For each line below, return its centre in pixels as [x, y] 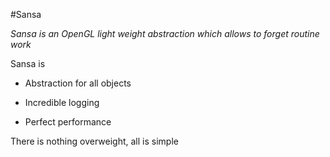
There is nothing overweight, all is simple [94, 141]
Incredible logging [62, 102]
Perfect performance [68, 122]
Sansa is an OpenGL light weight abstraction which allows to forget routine [165, 33]
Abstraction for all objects [78, 83]
